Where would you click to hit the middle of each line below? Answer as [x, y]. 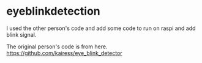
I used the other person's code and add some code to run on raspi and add [101, 28]
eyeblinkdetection [53, 11]
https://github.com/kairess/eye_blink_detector [64, 53]
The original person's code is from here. [57, 46]
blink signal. [21, 34]
